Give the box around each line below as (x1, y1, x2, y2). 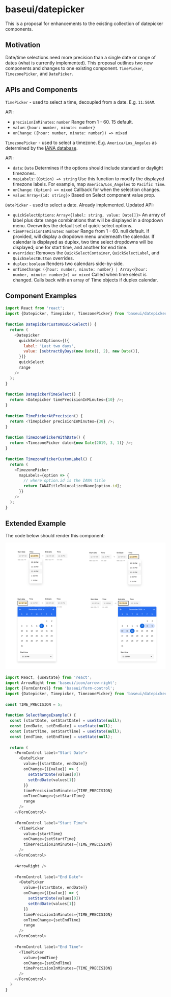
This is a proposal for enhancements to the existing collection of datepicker (5, 20, 163, 27)
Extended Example (5, 519, 66, 528)
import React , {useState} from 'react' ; (5, 675, 93, 680)
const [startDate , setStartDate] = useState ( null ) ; (10, 718, 122, 723)
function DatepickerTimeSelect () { (5, 392, 81, 397)
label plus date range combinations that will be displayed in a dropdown (12, 217, 163, 223)
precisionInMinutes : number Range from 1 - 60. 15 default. (12, 118, 133, 125)
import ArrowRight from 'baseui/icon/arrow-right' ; (5, 680, 117, 685)
